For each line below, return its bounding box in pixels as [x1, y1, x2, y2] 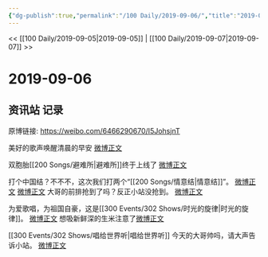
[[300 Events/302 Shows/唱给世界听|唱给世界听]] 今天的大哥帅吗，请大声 [8, 230, 249, 239]
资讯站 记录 [8, 103, 64, 117]
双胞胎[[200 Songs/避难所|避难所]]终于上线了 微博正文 [8, 160, 187, 169]
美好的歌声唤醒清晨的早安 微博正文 [8, 142, 122, 152]
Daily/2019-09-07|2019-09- [167, 33, 259, 43]
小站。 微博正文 [14, 240, 66, 250]
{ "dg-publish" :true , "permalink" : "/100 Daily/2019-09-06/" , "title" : [8, 11, 238, 20]
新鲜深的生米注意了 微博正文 [73, 213, 165, 223]
